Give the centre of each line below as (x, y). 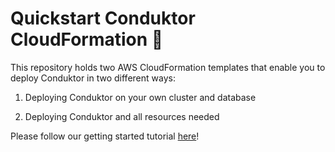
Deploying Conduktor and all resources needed (122, 116)
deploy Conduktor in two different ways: (93, 78)
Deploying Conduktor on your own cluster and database (140, 97)
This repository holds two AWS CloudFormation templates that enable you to (168, 67)
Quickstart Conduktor (103, 18)
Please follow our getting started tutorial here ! (105, 136)
